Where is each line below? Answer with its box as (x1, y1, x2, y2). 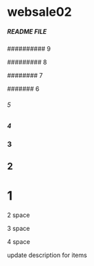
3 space (7, 225, 30, 233)
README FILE (7, 27, 47, 35)
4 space (7, 238, 31, 246)
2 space (7, 211, 30, 219)
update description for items (7, 251, 87, 259)
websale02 (7, 4, 72, 20)
